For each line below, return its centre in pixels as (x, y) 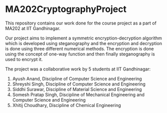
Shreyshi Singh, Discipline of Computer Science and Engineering (79, 84)
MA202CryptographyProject (66, 9)
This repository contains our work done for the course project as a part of (81, 23)
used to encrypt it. (24, 59)
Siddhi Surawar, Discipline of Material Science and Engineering (77, 89)
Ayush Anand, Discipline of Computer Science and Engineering (77, 78)
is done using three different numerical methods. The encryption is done (80, 48)
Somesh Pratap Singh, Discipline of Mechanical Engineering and (78, 94)
